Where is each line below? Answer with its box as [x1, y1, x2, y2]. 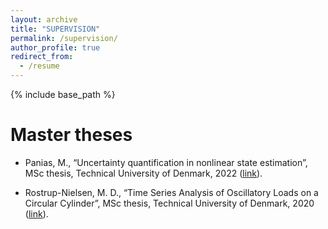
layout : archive [10, 14, 78, 25]
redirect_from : [10, 52, 74, 62]
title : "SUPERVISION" [10, 24, 101, 34]
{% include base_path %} [10, 89, 116, 100]
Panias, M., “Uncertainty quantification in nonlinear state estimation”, [24, 156, 308, 168]
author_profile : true [10, 42, 101, 53]
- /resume [19, 61, 60, 71]
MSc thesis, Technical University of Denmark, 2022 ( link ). [24, 167, 263, 179]
